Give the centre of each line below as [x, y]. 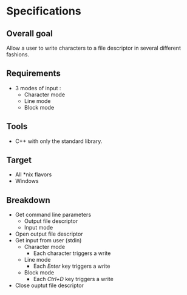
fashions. [18, 55]
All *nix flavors [33, 174]
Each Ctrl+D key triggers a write [73, 279]
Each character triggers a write [72, 253]
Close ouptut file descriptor [49, 285]
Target [19, 160]
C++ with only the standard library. [59, 141]
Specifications [44, 11]
